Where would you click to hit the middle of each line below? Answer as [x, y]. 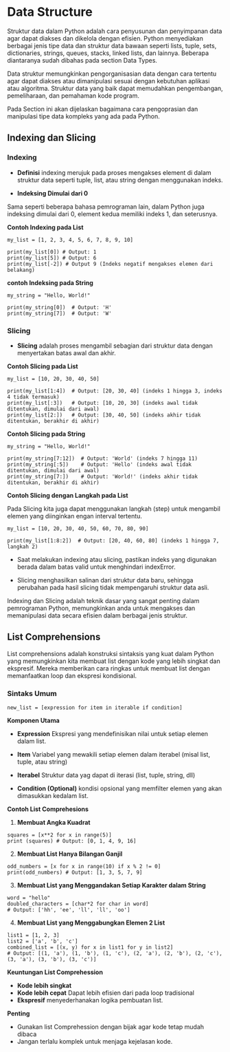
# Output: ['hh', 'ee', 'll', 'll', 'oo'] [69, 910]
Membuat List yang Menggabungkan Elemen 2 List [91, 923]
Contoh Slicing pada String [46, 434]
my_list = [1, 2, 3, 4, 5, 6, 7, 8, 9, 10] [70, 240]
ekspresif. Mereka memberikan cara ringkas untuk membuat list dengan [109, 668]
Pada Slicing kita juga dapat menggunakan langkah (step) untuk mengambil [114, 508]
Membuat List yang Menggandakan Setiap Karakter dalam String [111, 885]
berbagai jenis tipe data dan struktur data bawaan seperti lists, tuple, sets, [112, 45]
